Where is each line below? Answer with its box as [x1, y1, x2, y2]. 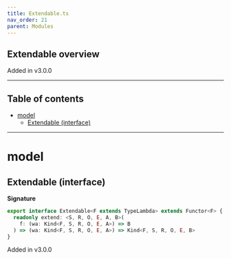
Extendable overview [7, 48, 100, 60]
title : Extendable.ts [7, 10, 69, 17]
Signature [7, 194, 36, 203]
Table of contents [7, 93, 84, 104]
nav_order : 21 [7, 16, 48, 23]
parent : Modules [7, 23, 54, 30]
